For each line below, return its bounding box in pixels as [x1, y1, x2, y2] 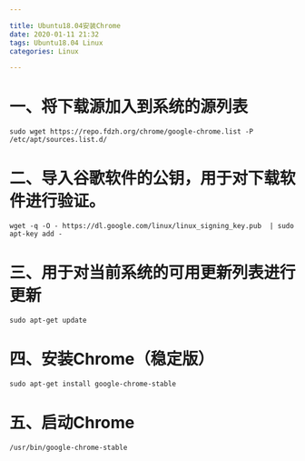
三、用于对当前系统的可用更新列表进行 [9, 263, 297, 283]
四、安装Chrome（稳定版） [9, 349, 215, 369]
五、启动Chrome [9, 413, 135, 433]
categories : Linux [9, 46, 79, 55]
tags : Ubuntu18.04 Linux [9, 38, 103, 47]
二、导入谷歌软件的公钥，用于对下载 [9, 168, 280, 189]
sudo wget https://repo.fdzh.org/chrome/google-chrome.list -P [9, 127, 254, 136]
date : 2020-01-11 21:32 [9, 29, 100, 39]
